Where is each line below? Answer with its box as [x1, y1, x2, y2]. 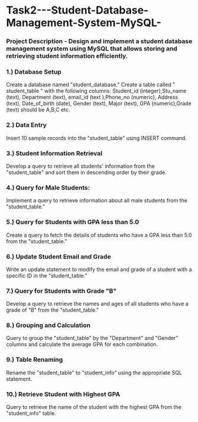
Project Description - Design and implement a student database [6, 37, 193, 45]
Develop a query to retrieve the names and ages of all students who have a [6, 300, 189, 307]
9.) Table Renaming [6, 355, 63, 364]
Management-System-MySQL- [6, 16, 161, 30]
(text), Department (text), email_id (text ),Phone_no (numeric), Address [6, 94, 178, 101]
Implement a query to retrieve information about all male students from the [6, 197, 188, 204]
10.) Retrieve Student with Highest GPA [6, 390, 121, 398]
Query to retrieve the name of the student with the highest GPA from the [6, 404, 182, 411]
